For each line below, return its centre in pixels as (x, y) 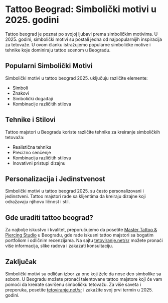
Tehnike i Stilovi (31, 120)
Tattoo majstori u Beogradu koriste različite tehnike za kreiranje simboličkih (83, 132)
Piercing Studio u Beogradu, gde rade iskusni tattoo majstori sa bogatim (79, 235)
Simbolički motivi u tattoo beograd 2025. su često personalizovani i (74, 191)
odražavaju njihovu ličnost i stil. (38, 202)
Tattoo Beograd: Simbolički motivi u (81, 9)
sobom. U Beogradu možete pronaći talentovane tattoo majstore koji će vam (84, 279)
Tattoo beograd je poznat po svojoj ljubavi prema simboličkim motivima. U (81, 34)
